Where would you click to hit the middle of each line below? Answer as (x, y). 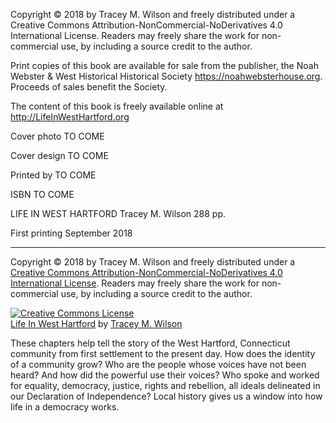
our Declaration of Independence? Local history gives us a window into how (166, 396)
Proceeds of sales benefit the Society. (89, 87)
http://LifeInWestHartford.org (70, 117)
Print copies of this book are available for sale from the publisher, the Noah (164, 65)
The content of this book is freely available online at (117, 106)
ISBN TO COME (42, 194)
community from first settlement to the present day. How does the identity (163, 353)
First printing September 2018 (71, 233)
